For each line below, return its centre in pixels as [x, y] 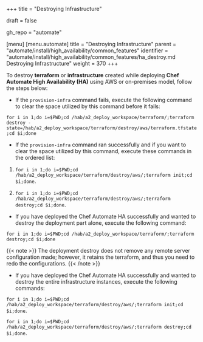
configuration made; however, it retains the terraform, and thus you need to [101, 257]
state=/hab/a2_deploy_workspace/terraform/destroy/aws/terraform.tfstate [102, 128]
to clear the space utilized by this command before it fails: [88, 106]
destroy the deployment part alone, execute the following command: [101, 223]
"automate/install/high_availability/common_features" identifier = [87, 50]
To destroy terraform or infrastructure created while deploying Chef [93, 75]
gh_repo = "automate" [34, 32]
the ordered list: [35, 158]
